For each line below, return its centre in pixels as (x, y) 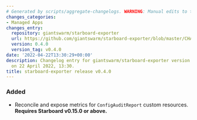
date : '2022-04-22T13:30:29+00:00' (50, 55)
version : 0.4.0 (30, 44)
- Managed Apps (25, 22)
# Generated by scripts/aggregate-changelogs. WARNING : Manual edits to (97, 11)
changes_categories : (31, 17)
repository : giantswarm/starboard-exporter (65, 33)
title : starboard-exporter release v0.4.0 (59, 71)
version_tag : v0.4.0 (36, 50)
